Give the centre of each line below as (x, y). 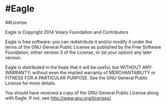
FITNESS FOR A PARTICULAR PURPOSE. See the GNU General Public (77, 78)
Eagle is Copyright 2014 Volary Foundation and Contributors (67, 32)
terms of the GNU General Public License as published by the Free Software (83, 47)
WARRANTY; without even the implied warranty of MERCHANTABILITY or (81, 72)
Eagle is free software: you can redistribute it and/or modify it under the (79, 42)
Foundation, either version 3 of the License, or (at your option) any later (79, 52)
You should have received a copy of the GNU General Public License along (82, 93)
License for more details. (31, 83)
